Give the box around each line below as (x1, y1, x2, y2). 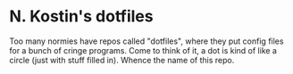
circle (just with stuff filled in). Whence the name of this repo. (9, 54, 235, 65)
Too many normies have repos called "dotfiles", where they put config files (9, 36, 284, 46)
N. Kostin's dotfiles (9, 6, 154, 27)
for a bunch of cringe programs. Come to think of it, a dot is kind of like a (9, 45, 277, 55)
